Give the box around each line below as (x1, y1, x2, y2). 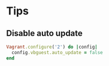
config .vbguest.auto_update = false (11, 49, 103, 55)
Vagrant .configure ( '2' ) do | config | (6, 44, 98, 50)
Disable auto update (6, 28, 83, 38)
